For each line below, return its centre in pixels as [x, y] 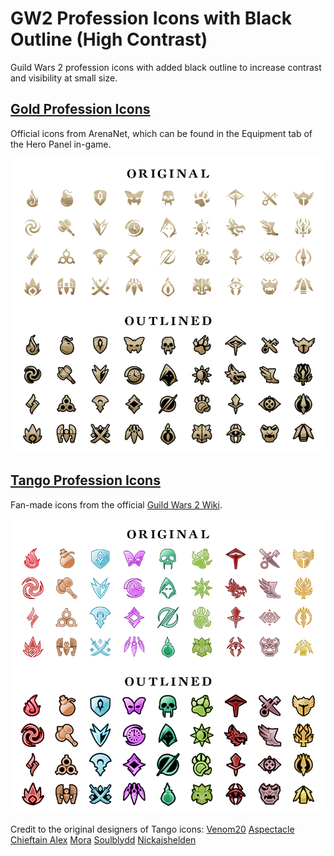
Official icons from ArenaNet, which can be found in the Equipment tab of [161, 133]
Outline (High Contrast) [109, 39]
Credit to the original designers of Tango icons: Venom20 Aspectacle [152, 829]
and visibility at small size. [64, 78]
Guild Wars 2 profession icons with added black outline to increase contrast [166, 67]
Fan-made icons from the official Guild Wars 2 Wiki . [116, 504]
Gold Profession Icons [80, 109]
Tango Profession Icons [85, 480]
